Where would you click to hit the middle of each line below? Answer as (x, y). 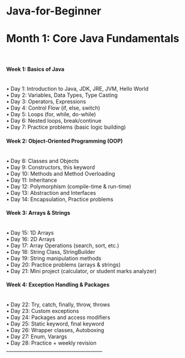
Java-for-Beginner (54, 11)
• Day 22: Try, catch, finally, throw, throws (58, 304)
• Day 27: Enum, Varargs (37, 336)
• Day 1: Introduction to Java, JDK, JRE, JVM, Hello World (77, 89)
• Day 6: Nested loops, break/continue (54, 121)
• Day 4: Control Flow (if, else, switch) (53, 108)
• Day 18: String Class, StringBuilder (51, 252)
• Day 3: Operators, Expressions (46, 102)
